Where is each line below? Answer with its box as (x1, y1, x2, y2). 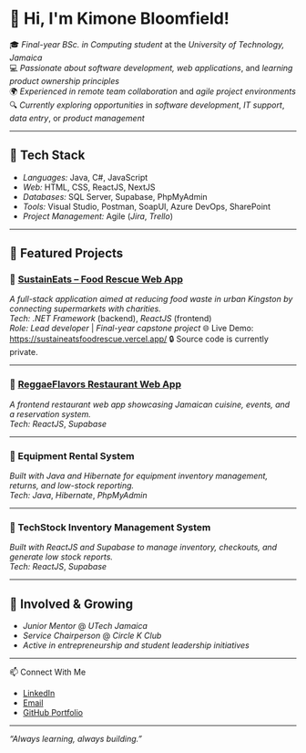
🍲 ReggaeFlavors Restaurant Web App (9, 378, 182, 391)
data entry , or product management (9, 112, 146, 123)
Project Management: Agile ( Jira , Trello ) (22, 210, 173, 222)
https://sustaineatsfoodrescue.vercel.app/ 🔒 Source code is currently (9, 333, 269, 345)
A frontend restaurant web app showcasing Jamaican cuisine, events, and (9, 399, 291, 410)
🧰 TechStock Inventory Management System (9, 520, 211, 533)
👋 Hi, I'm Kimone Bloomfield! (9, 8, 229, 29)
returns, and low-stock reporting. (9, 480, 135, 491)
